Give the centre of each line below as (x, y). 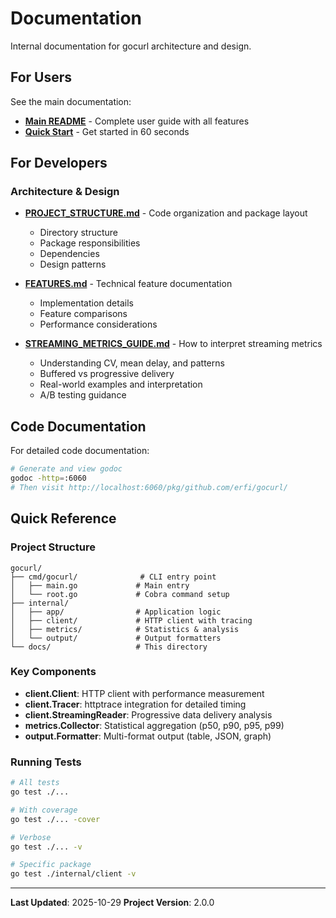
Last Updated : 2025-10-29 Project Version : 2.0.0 (112, 903)
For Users (41, 77)
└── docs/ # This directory (109, 647)
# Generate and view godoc (66, 469)
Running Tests (46, 762)
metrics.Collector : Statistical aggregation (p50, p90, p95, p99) (154, 725)
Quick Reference (63, 518)
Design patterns (73, 264)
